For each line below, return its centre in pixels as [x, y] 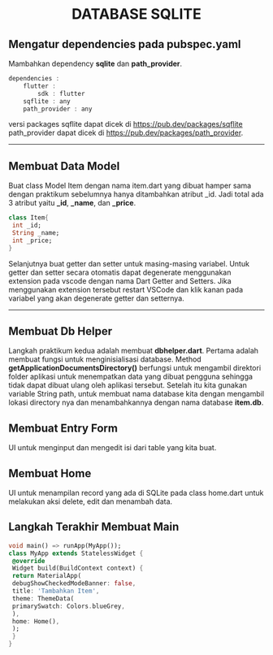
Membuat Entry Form [63, 428]
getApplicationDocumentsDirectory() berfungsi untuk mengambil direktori [135, 368]
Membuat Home [50, 473]
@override [28, 561]
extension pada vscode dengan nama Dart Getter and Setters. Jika [120, 280]
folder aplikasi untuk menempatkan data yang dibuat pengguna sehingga [131, 377]
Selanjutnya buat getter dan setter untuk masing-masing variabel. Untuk [129, 263]
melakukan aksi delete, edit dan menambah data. [91, 501]
